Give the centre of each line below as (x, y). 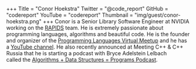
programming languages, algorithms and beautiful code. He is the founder (98, 34)
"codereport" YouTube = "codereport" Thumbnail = (70, 15)
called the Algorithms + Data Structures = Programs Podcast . (82, 60)
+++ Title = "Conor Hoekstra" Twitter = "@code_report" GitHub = (87, 9)
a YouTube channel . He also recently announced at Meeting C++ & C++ (95, 47)
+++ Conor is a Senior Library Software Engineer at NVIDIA (116, 21)
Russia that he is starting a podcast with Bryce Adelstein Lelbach (87, 53)
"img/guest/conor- (158, 15)
